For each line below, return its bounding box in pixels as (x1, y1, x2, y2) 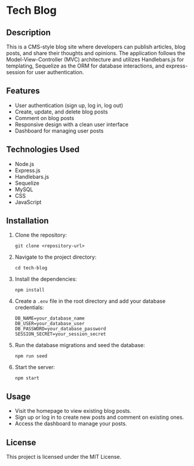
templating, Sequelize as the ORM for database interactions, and (6, 62, 165, 69)
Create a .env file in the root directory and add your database (14, 298, 166, 305)
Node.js (14, 160, 35, 167)
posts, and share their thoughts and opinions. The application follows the (6, 50, 186, 57)
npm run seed (14, 353, 48, 359)
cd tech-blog (14, 265, 48, 271)
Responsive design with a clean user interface (14, 121, 129, 128)
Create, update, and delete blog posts (14, 108, 109, 115)
